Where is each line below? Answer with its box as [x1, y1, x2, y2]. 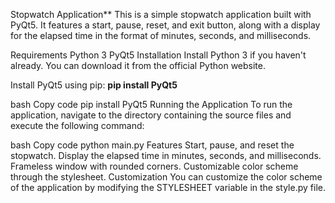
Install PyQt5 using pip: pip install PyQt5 [10, 79, 178, 91]
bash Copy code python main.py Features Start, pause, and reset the [10, 139, 295, 151]
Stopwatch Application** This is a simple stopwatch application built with [10, 9, 312, 20]
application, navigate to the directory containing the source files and [10, 109, 292, 121]
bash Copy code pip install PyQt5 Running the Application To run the [10, 99, 293, 110]
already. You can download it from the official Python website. [10, 60, 266, 71]
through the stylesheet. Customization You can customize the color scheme [10, 171, 323, 183]
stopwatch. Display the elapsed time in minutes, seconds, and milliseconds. [10, 150, 322, 161]
